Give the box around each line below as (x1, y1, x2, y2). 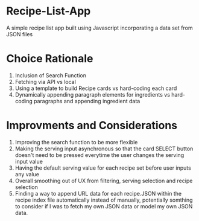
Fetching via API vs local (14, 78, 77, 85)
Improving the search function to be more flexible (14, 138, 138, 146)
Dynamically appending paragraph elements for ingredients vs (14, 91, 171, 98)
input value (14, 158, 43, 165)
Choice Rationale (6, 52, 93, 66)
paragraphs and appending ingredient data (33, 97, 141, 104)
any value (14, 170, 40, 178)
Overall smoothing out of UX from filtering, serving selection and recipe (14, 177, 193, 184)
